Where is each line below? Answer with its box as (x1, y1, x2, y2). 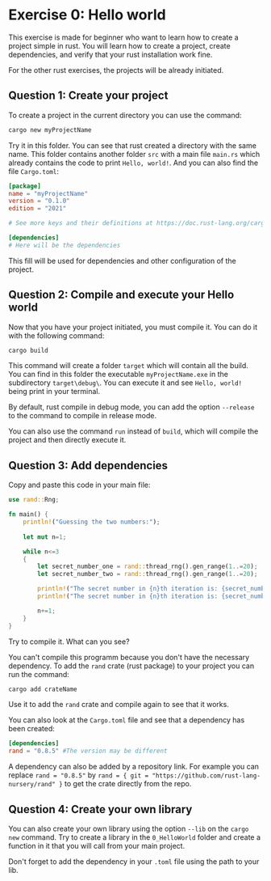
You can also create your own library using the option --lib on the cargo (8, 824, 249, 833)
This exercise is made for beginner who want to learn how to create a (8, 32, 240, 42)
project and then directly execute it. (8, 435, 127, 445)
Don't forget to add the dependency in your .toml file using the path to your (8, 856, 260, 866)
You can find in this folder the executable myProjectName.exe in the (8, 370, 228, 379)
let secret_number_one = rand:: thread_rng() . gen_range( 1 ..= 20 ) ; (37, 562, 258, 571)
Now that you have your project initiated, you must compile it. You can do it (8, 322, 258, 332)
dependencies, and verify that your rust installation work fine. (8, 49, 213, 59)
